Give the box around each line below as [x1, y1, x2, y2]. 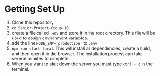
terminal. [11, 66, 30, 72]
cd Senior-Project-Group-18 [11, 25, 69, 30]
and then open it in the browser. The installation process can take [11, 50, 143, 57]
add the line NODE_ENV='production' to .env [11, 40, 98, 46]
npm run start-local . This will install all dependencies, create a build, [11, 45, 151, 51]
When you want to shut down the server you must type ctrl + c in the [11, 61, 153, 67]
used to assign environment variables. [11, 35, 89, 41]
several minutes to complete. [11, 56, 70, 61]
